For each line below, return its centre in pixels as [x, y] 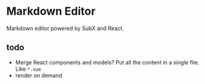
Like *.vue [28, 69]
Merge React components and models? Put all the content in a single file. [107, 62]
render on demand [39, 75]
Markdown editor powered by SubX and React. [65, 28]
